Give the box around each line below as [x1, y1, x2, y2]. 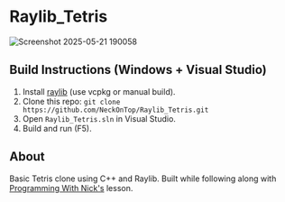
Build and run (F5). [22, 123, 92, 133]
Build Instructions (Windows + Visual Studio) [9, 62, 268, 78]
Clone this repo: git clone [22, 96, 121, 106]
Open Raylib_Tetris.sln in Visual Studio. [22, 113, 176, 124]
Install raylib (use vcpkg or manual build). [22, 86, 176, 96]
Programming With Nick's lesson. [9, 182, 133, 193]
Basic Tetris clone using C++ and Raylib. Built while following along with [9, 173, 277, 184]
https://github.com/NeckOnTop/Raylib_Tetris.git [22, 106, 209, 115]
